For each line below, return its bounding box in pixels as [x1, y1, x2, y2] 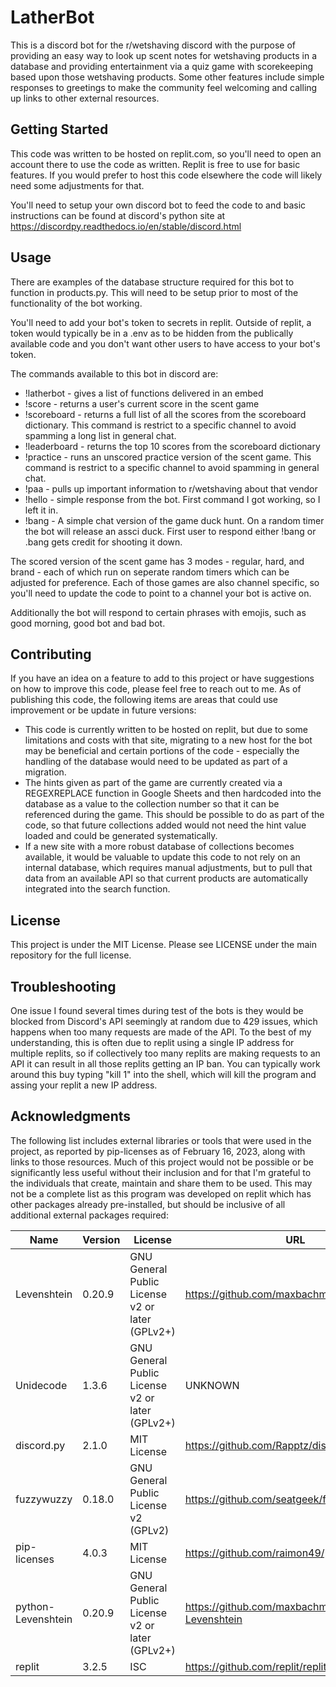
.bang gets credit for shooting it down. [24, 536, 183, 548]
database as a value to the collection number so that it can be [24, 798, 280, 810]
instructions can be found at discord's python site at [10, 209, 226, 221]
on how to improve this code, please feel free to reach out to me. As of [10, 683, 302, 695]
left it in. [24, 504, 59, 516]
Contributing [10, 646, 92, 663]
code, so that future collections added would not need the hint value [24, 819, 307, 831]
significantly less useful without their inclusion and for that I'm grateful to [10, 1166, 312, 1178]
